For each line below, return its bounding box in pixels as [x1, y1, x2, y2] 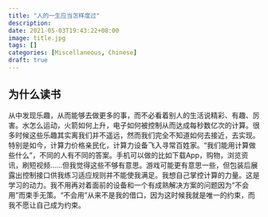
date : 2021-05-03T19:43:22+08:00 [8, 26, 120, 34]
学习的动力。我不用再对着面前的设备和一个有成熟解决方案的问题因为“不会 [8, 180, 250, 190]
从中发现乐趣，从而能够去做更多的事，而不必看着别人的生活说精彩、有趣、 [8, 110, 253, 120]
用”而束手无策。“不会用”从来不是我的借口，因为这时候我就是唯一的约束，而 [8, 190, 255, 199]
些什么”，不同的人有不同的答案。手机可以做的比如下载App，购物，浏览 [8, 150, 242, 160]
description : [8, 19, 52, 27]
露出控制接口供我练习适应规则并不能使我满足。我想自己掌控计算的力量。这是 [8, 170, 260, 180]
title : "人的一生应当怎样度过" [8, 11, 100, 20]
